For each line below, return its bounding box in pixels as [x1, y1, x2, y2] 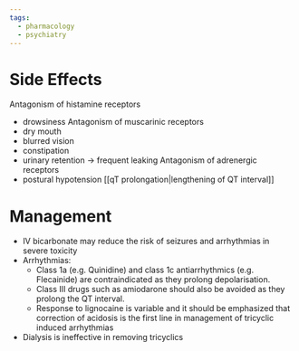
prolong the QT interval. [35, 293, 125, 304]
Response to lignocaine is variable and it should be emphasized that [35, 303, 291, 314]
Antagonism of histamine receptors [9, 99, 141, 109]
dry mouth [22, 126, 62, 137]
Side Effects [9, 69, 102, 90]
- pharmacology [17, 22, 75, 31]
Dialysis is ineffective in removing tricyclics [22, 332, 184, 343]
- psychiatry [17, 30, 67, 39]
